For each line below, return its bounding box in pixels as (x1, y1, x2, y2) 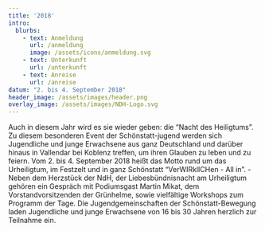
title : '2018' (8, 11, 56, 20)
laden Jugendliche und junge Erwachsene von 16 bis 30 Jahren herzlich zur (8, 207, 257, 217)
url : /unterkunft (29, 64, 88, 72)
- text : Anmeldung (22, 33, 84, 42)
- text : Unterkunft (22, 57, 88, 65)
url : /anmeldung (29, 41, 84, 49)
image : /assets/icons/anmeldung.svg (29, 49, 151, 57)
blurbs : (15, 26, 41, 34)
